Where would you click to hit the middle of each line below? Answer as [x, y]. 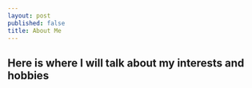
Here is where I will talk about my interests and [126, 63]
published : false [36, 23]
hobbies [28, 76]
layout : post [29, 16]
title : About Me [34, 30]
